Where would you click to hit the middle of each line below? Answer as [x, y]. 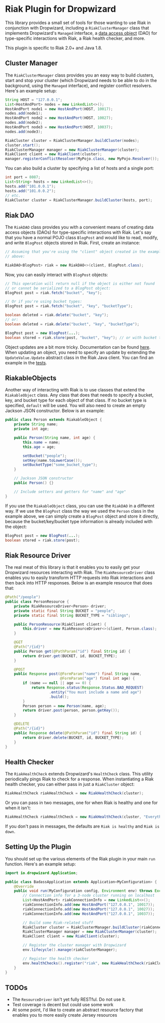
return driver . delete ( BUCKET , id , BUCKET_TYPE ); [73, 738]
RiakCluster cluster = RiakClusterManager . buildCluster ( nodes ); [72, 140]
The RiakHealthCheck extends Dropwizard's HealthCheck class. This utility [79, 774]
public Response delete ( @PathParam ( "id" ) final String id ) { [78, 733]
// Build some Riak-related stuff [58, 923]
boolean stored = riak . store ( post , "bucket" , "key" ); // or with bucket [81, 337]
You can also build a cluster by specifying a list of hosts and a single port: [80, 168]
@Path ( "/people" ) [23, 597]
